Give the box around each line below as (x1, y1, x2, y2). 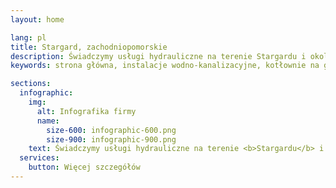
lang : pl (10, 32, 47, 43)
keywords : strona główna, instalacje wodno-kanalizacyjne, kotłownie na (10, 61, 320, 71)
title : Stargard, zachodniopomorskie (10, 42, 168, 52)
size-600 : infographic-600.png (46, 125, 177, 135)
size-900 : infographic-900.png (46, 134, 177, 145)
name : (36, 116, 60, 126)
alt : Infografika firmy (36, 106, 137, 116)
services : (19, 153, 60, 163)
